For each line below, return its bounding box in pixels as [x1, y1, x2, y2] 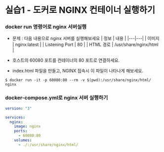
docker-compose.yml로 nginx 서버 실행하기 [5, 94, 108, 101]
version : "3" [5, 106, 32, 111]
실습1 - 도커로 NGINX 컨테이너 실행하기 [5, 4, 156, 16]
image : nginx [14, 124, 41, 129]
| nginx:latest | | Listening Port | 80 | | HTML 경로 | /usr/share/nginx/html [12, 41, 159, 47]
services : [5, 114, 26, 120]
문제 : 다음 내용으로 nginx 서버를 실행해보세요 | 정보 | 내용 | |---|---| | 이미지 [12, 36, 160, 41]
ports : [14, 129, 28, 134]
